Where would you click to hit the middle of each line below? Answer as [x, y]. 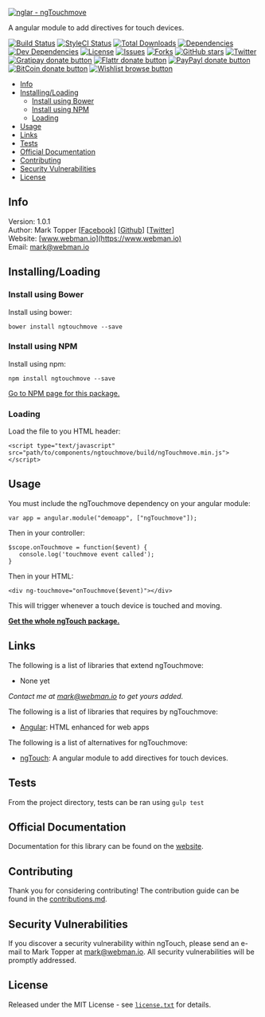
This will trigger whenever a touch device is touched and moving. [115, 605]
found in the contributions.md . [58, 899]
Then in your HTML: [41, 576]
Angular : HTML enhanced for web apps [84, 727]
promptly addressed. [43, 960]
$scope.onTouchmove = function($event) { [78, 547]
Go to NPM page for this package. [64, 393]
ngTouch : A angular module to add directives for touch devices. [124, 758]
